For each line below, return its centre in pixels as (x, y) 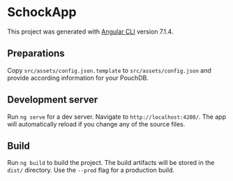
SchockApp (42, 12)
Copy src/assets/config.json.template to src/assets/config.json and (109, 70)
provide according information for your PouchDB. (78, 78)
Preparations (36, 53)
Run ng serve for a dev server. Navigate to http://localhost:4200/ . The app (117, 117)
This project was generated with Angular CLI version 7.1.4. (90, 31)
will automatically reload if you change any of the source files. (96, 124)
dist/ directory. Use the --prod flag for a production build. (91, 170)
